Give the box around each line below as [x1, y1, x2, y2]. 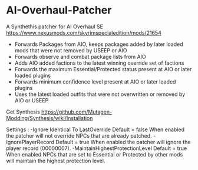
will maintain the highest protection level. [6, 157, 105, 164]
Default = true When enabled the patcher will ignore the [55, 138, 191, 145]
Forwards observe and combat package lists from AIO [14, 53, 146, 60]
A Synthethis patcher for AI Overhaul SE [6, 23, 103, 30]
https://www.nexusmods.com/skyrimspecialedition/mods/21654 [6, 29, 162, 36]
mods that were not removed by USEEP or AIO [14, 46, 128, 54]
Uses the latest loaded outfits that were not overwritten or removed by [14, 91, 186, 98]
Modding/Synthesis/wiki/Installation [6, 114, 93, 121]
